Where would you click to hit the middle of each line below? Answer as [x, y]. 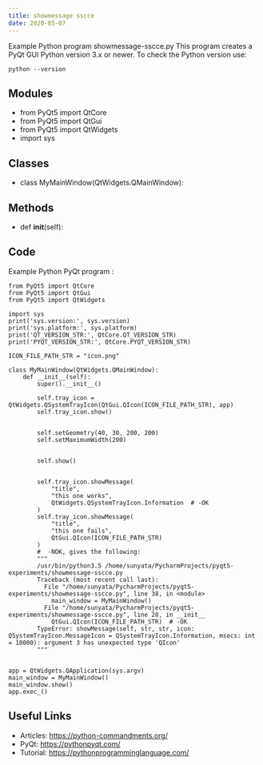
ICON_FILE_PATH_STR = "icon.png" [64, 356]
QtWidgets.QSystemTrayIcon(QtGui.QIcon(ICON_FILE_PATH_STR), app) [121, 404]
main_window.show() [41, 684]
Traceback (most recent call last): [98, 580]
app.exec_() [28, 691]
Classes [29, 163]
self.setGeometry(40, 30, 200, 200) [98, 432]
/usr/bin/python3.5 [70, 566]
